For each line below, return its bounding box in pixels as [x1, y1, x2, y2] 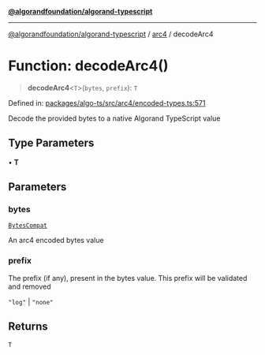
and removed [8, 282, 51, 291]
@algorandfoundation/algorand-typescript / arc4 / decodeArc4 [8, 29, 214, 39]
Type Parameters [8, 136, 95, 150]
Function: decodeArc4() [8, 57, 169, 75]
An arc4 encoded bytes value [8, 236, 104, 245]
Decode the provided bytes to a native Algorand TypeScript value [8, 114, 221, 123]
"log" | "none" [8, 297, 54, 306]
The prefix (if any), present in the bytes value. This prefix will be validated [8, 273, 248, 282]
